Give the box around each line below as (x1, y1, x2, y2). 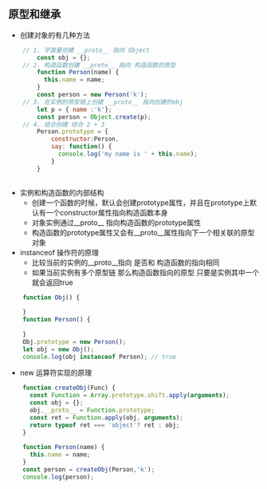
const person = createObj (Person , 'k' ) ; (22, 466, 155, 474)
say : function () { (50, 143, 112, 151)
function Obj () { (22, 294, 80, 302)
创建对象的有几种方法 (19, 30, 90, 40)
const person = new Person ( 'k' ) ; (37, 91, 148, 99)
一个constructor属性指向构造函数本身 (45, 207, 168, 217)
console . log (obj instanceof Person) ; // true (22, 353, 177, 361)
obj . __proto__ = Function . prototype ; (29, 406, 155, 415)
